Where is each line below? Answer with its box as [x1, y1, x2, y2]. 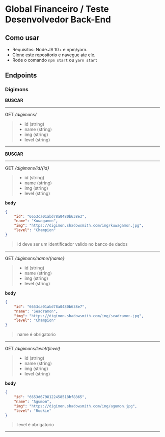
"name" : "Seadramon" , [14, 309, 58, 314]
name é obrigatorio [17, 332, 56, 337]
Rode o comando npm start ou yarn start [12, 57, 98, 63]
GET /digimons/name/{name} [5, 255, 65, 261]
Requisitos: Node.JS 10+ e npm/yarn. [12, 47, 88, 52]
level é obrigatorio [17, 422, 54, 428]
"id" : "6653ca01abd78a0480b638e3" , [14, 214, 87, 219]
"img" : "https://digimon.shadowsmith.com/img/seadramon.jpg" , [14, 313, 144, 318]
